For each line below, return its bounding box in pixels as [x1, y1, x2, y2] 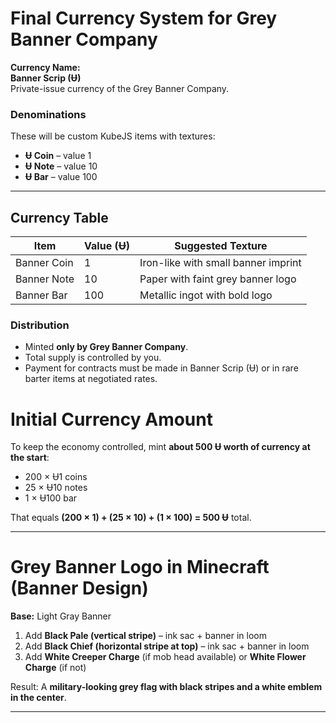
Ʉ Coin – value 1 [24, 150, 92, 162]
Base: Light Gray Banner [10, 610, 112, 622]
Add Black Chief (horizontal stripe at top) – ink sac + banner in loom [24, 640, 310, 652]
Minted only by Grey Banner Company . [24, 341, 189, 353]
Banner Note [15, 272, 75, 286]
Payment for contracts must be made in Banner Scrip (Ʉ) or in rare [24, 362, 299, 374]
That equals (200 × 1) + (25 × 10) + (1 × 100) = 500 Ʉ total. [10, 512, 252, 524]
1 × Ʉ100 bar [24, 492, 78, 504]
